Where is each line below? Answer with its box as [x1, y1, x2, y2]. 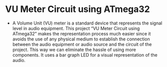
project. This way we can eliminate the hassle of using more [12, 46, 136, 52]
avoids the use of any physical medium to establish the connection [12, 36, 150, 42]
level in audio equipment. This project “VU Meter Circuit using [12, 25, 140, 31]
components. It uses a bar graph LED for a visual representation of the [12, 51, 157, 58]
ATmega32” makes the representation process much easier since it [12, 30, 151, 36]
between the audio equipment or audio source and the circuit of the [12, 41, 152, 47]
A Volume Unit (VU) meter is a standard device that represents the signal [12, 20, 162, 26]
